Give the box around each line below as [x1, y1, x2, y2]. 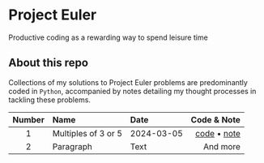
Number [12, 114, 45, 125]
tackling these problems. [8, 95, 92, 105]
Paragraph [52, 140, 93, 152]
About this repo [8, 56, 89, 70]
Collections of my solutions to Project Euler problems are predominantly [8, 77, 249, 87]
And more [202, 140, 241, 152]
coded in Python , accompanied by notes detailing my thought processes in [8, 86, 257, 96]
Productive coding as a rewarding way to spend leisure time [8, 32, 208, 42]
